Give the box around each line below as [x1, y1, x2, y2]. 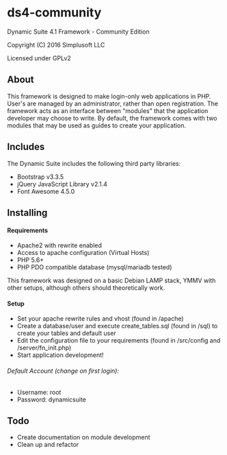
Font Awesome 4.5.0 [16, 187, 75, 195]
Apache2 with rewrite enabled [16, 241, 103, 249]
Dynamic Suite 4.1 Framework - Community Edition [7, 27, 150, 36]
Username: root [16, 388, 62, 396]
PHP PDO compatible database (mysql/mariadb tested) [16, 263, 172, 271]
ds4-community [7, 5, 102, 21]
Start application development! [16, 351, 104, 359]
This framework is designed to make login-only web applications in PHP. [7, 92, 211, 100]
